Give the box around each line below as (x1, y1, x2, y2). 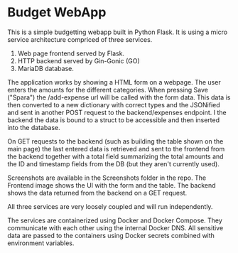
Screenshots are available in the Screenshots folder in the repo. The (7, 173, 207, 182)
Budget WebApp (7, 4, 107, 21)
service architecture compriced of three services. (7, 35, 153, 43)
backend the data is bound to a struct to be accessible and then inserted (7, 115, 220, 124)
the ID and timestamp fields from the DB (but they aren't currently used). (7, 159, 220, 168)
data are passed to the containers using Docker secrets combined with (7, 231, 215, 239)
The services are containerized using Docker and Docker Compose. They (7, 216, 222, 225)
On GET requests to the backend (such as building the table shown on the (7, 136, 224, 146)
